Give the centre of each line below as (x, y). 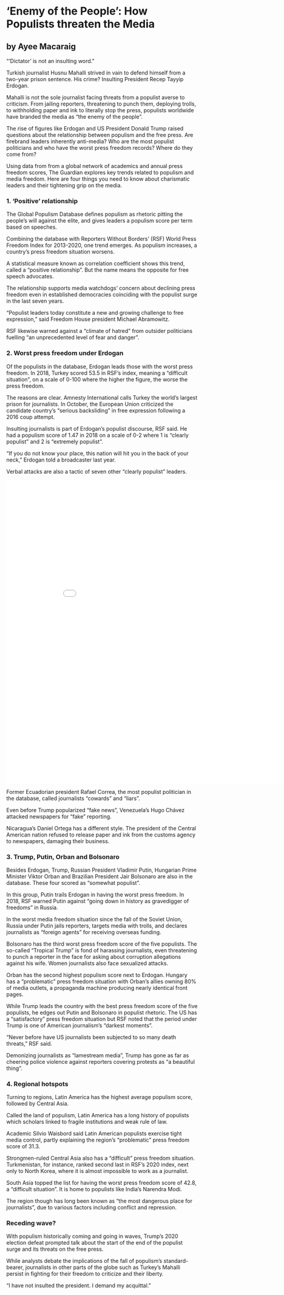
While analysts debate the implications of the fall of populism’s (84, 1261)
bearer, (15, 1267)
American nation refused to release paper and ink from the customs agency (101, 835)
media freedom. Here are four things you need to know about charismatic (98, 179)
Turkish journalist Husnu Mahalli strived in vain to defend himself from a (96, 73)
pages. (15, 994)
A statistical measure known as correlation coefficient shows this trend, (96, 264)
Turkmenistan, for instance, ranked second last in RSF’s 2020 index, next (98, 1165)
